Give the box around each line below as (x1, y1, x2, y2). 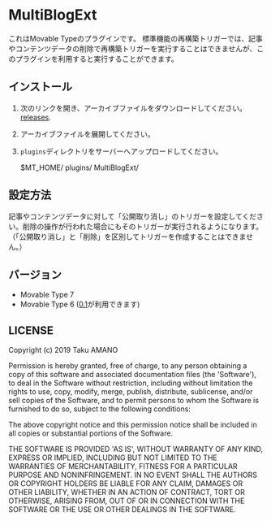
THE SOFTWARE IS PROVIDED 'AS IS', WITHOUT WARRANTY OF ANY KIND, (8, 445, 264, 454)
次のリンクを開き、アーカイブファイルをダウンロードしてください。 (19, 103, 247, 113)
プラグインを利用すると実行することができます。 (15, 54, 179, 63)
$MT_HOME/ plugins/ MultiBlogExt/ (19, 163, 140, 172)
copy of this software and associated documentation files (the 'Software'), (8, 370, 257, 380)
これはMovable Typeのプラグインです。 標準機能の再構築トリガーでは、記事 (8, 33, 263, 43)
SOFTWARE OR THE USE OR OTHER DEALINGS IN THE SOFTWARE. (8, 505, 236, 514)
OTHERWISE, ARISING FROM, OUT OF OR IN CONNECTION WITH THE (8, 496, 245, 506)
